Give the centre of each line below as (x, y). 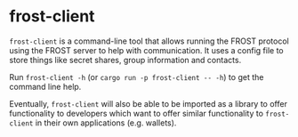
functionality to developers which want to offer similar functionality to (137, 113)
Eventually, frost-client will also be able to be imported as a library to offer (148, 103)
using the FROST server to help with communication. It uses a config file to (147, 50)
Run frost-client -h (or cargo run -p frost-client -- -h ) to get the (137, 77)
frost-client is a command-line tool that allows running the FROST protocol (149, 41)
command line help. (45, 86)
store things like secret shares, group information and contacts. (125, 60)
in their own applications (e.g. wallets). (106, 123)
